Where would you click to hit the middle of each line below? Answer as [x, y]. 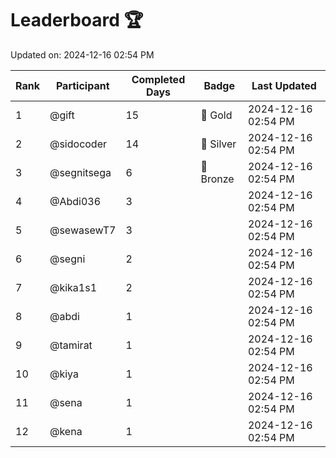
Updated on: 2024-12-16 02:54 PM [82, 54]
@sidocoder [78, 144]
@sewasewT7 [83, 230]
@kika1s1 [73, 287]
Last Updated [284, 85]
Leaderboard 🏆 [77, 20]
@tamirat [71, 345]
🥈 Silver [218, 144]
